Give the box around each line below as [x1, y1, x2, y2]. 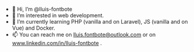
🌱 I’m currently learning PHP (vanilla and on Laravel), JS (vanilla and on [11, 18, 188, 25]
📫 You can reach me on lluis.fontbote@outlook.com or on [11, 31, 156, 38]
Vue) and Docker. [11, 24, 55, 31]
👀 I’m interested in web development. [11, 12, 104, 19]
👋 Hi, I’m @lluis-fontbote [11, 6, 73, 12]
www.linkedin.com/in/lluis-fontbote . [11, 40, 102, 47]
